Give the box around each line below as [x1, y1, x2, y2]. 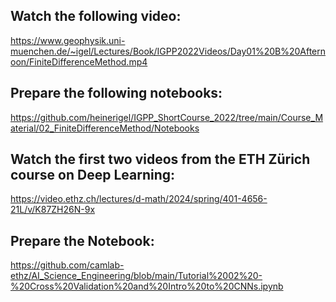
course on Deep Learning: [10, 167, 176, 184]
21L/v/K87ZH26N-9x [10, 204, 96, 216]
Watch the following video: [10, 8, 182, 25]
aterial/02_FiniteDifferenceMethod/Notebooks [10, 122, 200, 134]
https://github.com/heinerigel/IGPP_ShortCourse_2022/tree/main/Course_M [10, 111, 324, 123]
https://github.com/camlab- [10, 259, 125, 271]
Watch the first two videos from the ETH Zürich [10, 151, 311, 168]
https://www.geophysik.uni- [10, 34, 126, 46]
